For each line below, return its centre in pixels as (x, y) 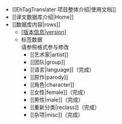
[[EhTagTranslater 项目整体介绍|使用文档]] (64, 9)
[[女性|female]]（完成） (59, 92)
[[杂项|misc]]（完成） (56, 115)
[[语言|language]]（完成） (62, 70)
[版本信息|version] (43, 32)
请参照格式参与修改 (45, 47)
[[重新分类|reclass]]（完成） (65, 107)
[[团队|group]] (47, 62)
